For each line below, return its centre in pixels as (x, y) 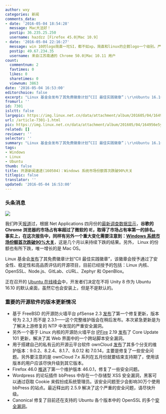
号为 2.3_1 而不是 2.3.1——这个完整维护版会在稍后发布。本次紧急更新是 (84, 320)
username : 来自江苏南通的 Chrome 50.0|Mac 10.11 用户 (63, 56)
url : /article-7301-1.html (33, 120)
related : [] (17, 129)
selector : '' (19, 138)
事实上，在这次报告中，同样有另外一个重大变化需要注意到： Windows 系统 (81, 236)
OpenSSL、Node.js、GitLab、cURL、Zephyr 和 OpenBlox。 (66, 271)
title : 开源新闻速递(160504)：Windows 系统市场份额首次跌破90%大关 (69, 171)
